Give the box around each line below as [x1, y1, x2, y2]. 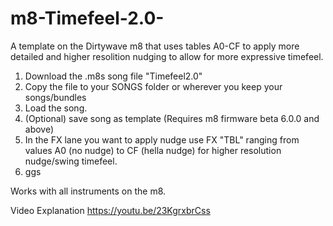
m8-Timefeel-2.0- [10, 7, 165, 30]
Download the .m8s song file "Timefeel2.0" [24, 70, 203, 82]
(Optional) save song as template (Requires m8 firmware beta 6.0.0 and [24, 112, 320, 124]
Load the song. [24, 102, 88, 114]
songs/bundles [24, 91, 87, 103]
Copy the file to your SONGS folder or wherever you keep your [24, 80, 283, 92]
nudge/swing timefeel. [24, 155, 118, 167]
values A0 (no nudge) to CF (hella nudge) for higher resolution [24, 144, 282, 156]
